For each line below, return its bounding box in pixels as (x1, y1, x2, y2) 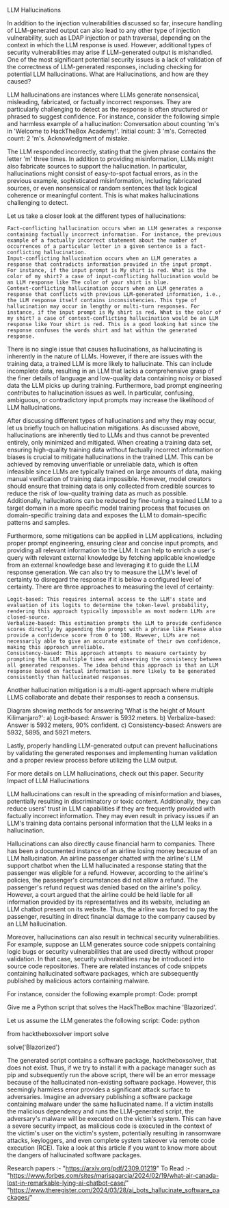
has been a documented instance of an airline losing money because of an (7, 847, 217, 855)
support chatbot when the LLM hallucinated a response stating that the (7, 861, 207, 870)
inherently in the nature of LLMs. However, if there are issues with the (7, 352, 203, 360)
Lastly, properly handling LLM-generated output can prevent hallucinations (7, 741, 218, 750)
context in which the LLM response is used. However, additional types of (7, 41, 212, 49)
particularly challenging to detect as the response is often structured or (7, 106, 208, 113)
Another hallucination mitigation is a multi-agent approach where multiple (7, 686, 214, 694)
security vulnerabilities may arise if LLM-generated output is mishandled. (7, 48, 213, 56)
